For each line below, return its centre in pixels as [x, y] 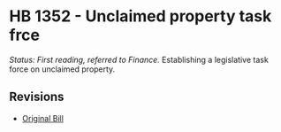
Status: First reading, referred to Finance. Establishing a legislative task [139, 59]
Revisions [37, 97]
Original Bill [43, 118]
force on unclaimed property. [62, 69]
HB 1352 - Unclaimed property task [140, 16]
